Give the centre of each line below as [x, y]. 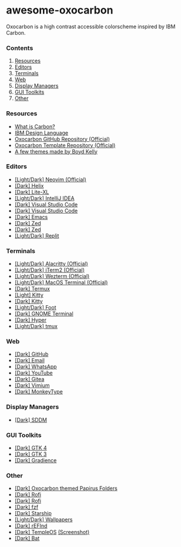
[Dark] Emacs [31, 217]
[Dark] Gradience [36, 461]
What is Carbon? [35, 126]
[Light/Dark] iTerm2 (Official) [50, 270]
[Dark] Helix [29, 185]
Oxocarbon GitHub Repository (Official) [62, 139]
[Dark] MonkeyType [38, 392]
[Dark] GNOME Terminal [44, 314]
